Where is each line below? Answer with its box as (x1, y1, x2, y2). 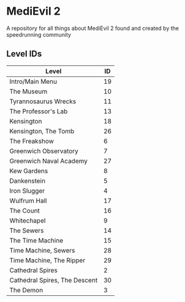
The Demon (9, 285, 43, 294)
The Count (9, 206, 40, 215)
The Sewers (9, 226, 44, 235)
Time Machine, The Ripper (9, 256, 86, 264)
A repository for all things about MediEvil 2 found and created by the (6, 24, 179, 32)
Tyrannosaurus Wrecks (9, 97, 77, 105)
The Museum (9, 87, 48, 95)
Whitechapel (9, 216, 46, 224)
